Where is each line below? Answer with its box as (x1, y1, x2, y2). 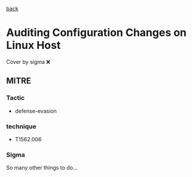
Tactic (6, 94, 25, 102)
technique (6, 122, 37, 131)
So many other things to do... (6, 164, 78, 172)
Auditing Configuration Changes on (6, 26, 187, 39)
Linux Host (6, 39, 61, 52)
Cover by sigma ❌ (6, 58, 51, 65)
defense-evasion (14, 107, 57, 114)
